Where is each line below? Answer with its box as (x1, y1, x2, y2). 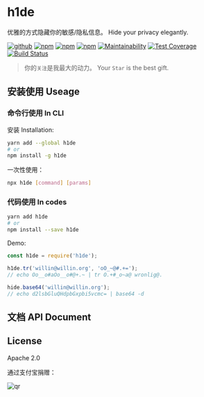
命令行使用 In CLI (7, 108, 65, 118)
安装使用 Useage (7, 86, 80, 98)
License (7, 335, 42, 347)
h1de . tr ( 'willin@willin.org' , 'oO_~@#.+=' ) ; (7, 264, 138, 271)
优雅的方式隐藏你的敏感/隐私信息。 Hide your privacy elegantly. (7, 28, 189, 36)
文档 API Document (7, 311, 92, 323)
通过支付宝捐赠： (7, 368, 56, 376)
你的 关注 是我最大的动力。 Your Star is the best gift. (24, 63, 169, 71)
